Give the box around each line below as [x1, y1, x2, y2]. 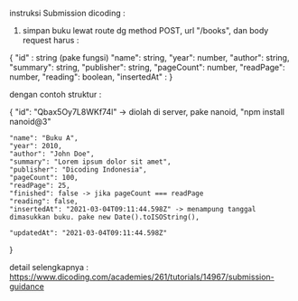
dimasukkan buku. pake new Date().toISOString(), [9, 212, 200, 221]
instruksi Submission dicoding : [9, 8, 126, 18]
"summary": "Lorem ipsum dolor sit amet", [9, 157, 172, 166]
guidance [9, 281, 45, 292]
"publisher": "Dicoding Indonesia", [9, 165, 147, 174]
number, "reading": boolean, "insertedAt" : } [9, 71, 173, 82]
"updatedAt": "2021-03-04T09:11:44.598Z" [9, 229, 168, 238]
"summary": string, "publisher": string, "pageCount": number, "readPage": [9, 62, 286, 72]
